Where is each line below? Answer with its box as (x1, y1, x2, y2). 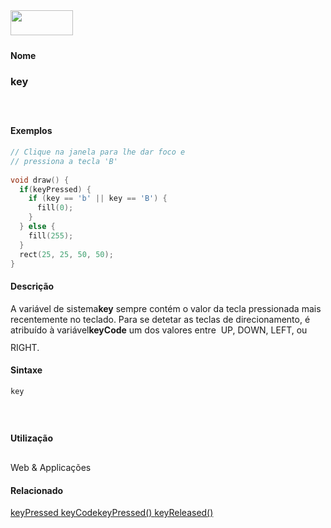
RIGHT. (10, 341, 40, 353)
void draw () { (10, 175, 70, 185)
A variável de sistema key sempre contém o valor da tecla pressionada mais (10, 302, 322, 314)
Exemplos (10, 125, 53, 137)
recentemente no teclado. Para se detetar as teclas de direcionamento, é (10, 313, 311, 325)
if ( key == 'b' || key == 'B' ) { (28, 194, 168, 204)
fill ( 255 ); (28, 230, 74, 241)
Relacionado (10, 484, 64, 496)
